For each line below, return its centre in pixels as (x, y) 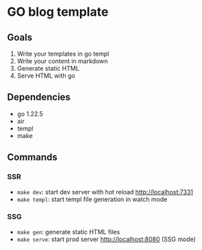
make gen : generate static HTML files (68, 231)
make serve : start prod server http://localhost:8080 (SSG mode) (106, 239)
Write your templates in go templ (63, 54)
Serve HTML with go (46, 76)
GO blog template (58, 12)
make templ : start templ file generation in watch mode (92, 199)
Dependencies (39, 97)
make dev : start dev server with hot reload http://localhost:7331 (105, 192)
